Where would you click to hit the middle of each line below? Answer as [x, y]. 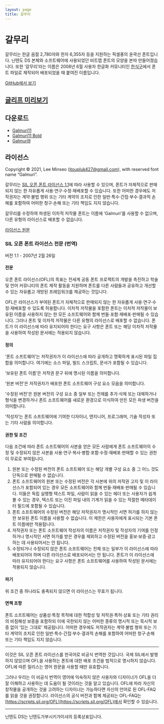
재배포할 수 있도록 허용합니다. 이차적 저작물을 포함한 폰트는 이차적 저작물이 [81, 308]
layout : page [18, 10]
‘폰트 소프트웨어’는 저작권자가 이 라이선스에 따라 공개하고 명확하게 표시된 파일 [79, 357]
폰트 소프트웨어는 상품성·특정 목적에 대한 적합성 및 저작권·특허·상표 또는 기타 [77, 615]
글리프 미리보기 [27, 100]
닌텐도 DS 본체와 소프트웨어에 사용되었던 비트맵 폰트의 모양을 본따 [74, 60]
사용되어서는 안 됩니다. [48, 543]
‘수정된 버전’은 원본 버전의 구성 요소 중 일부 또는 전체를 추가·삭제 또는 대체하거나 [81, 394]
